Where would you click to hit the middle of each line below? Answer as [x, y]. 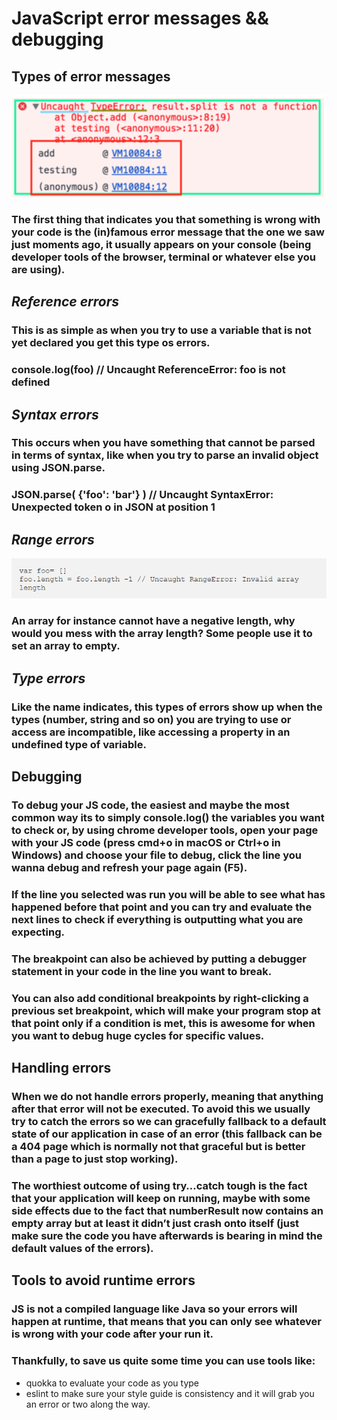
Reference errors [65, 302]
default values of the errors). [82, 1248]
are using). [38, 269]
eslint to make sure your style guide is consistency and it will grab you [170, 1393]
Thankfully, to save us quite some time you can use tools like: [163, 1361]
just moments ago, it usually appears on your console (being [161, 244]
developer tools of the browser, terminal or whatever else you [164, 257]
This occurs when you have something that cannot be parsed [163, 443]
